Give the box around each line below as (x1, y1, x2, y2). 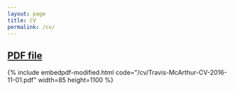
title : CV (7, 17, 37, 24)
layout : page (7, 10, 46, 18)
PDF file (7, 49, 43, 61)
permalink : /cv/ (7, 23, 55, 30)
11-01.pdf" (7, 75, 37, 85)
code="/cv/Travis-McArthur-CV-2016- (116, 68, 228, 77)
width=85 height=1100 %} (38, 75, 114, 85)
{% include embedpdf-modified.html (7, 68, 115, 77)
